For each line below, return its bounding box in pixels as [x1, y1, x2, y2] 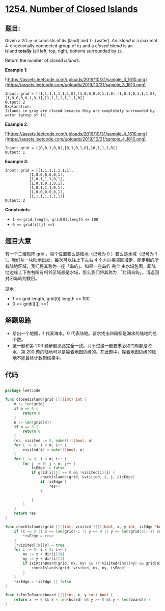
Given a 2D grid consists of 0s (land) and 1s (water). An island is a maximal [5, 38, 157, 43]
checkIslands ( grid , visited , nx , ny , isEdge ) [31, 565, 126, 570]
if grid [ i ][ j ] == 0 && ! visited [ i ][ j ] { [31, 470, 115, 475]
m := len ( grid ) [14, 402, 45, 407]
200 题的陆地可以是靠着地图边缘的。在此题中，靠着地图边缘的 [26, 349, 152, 355]
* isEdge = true [23, 533, 54, 538]
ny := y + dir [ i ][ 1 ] [23, 556, 65, 561]
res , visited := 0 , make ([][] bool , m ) [14, 438, 93, 443]
